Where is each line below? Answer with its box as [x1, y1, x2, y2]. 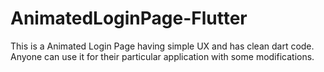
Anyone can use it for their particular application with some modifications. [10, 50, 315, 62]
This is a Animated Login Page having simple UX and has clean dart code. [10, 40, 315, 52]
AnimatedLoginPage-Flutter [10, 7, 248, 30]
